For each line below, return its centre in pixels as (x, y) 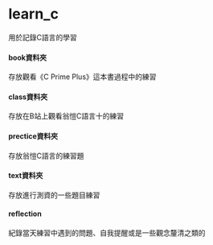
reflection (25, 214)
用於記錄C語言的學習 (43, 37)
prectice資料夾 (33, 136)
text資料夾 (26, 176)
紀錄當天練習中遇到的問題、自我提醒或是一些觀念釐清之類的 (107, 233)
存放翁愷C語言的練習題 (46, 156)
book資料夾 (28, 57)
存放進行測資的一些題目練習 (54, 195)
